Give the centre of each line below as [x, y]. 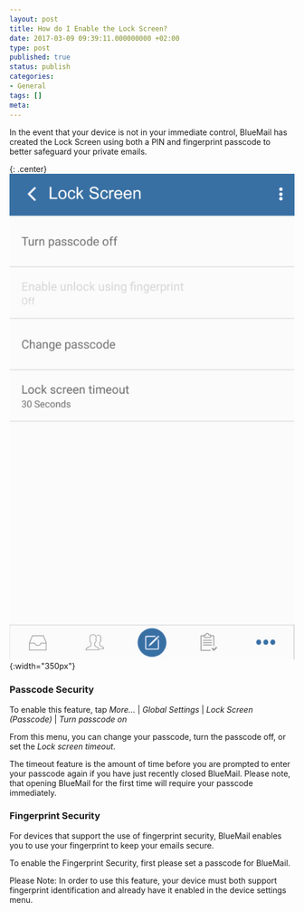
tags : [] [26, 95]
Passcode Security [52, 690]
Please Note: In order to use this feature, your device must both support [143, 880]
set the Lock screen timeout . [62, 746]
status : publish [40, 67]
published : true [40, 58]
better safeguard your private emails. [78, 151]
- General [28, 86]
